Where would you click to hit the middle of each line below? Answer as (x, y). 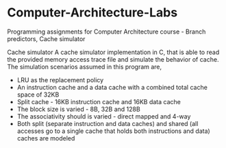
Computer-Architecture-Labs (92, 13)
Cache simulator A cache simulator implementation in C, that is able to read (113, 52)
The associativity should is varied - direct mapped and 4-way (104, 116)
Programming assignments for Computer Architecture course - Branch (106, 32)
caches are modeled (46, 138)
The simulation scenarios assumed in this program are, (85, 66)
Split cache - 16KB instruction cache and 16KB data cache (99, 101)
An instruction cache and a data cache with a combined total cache (112, 87)
